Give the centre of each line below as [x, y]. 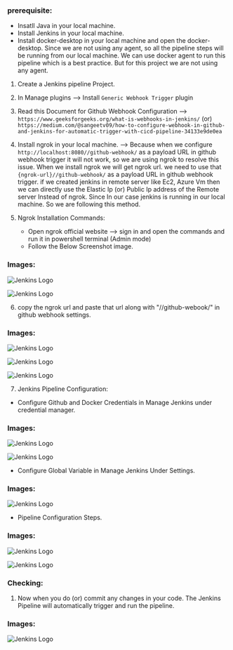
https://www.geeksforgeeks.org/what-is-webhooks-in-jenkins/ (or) [115, 119]
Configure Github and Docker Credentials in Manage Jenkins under [115, 402]
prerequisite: [30, 11]
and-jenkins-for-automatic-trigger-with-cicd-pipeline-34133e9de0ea [120, 132]
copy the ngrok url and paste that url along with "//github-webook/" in [119, 307]
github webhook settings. [54, 314]
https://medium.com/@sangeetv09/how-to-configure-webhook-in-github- [121, 126]
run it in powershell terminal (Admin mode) [89, 239]
